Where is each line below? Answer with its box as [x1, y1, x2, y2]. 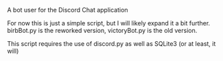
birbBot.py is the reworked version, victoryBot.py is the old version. [7, 27, 198, 34]
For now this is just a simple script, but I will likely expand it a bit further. [7, 19, 211, 27]
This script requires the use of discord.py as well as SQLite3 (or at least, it [7, 40, 216, 47]
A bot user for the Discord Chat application [7, 6, 128, 14]
